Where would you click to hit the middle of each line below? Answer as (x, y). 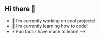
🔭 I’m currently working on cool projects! (53, 20)
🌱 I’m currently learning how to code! (50, 26)
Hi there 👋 (20, 9)
